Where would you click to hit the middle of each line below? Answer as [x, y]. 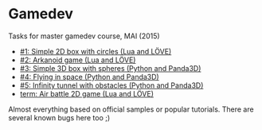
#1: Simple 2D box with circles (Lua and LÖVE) [96, 51]
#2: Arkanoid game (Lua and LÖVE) [78, 60]
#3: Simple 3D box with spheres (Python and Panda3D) [110, 68]
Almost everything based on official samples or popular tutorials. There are [131, 109]
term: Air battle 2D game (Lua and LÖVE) [86, 93]
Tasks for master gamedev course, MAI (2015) [84, 36]
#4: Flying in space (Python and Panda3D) [89, 77]
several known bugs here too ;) [59, 117]
